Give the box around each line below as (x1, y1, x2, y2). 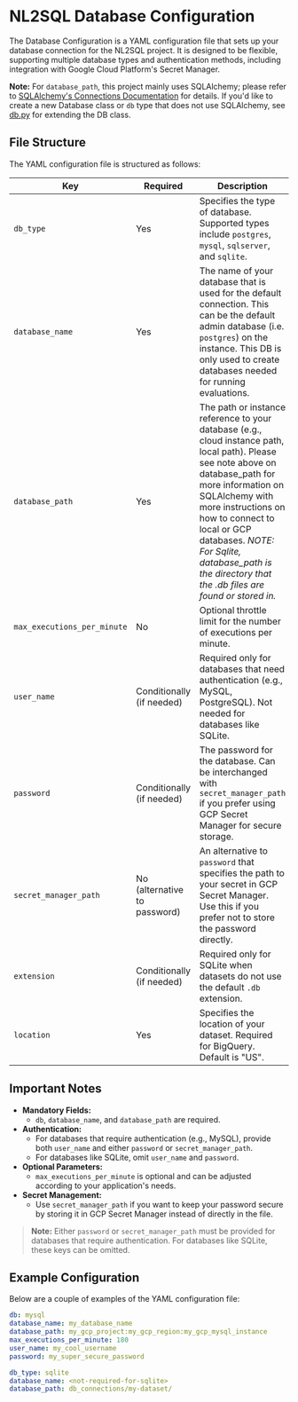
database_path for (199, 468, 276, 480)
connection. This (199, 297, 269, 310)
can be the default (199, 309, 276, 321)
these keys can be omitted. (30, 1244, 130, 1255)
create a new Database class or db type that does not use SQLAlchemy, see (9, 99, 286, 110)
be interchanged (199, 766, 268, 778)
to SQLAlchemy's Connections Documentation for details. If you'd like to (9, 91, 273, 101)
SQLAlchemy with (199, 490, 274, 502)
